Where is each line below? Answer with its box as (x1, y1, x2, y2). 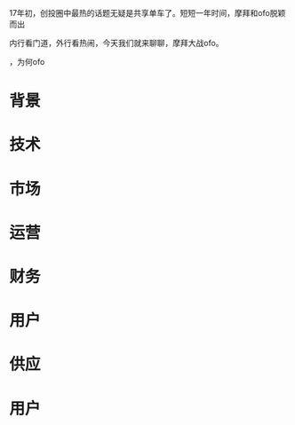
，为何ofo (9, 57, 45, 67)
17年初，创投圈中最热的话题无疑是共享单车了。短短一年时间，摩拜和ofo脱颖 (9, 8, 286, 18)
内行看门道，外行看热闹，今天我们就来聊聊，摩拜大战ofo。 (9, 38, 224, 48)
